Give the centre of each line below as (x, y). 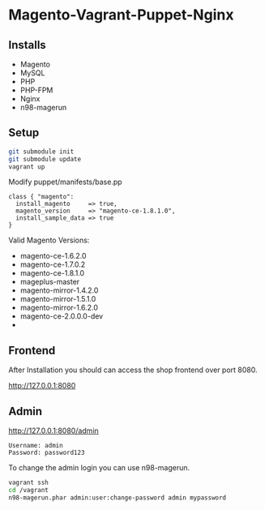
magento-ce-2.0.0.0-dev (62, 316)
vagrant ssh (28, 483)
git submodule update (45, 159)
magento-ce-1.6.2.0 (53, 256)
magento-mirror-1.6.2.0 (59, 308)
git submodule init (41, 152)
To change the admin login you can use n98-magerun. (99, 468)
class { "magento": (41, 197)
